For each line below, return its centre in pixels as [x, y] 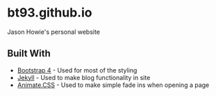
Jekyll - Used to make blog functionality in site [84, 77]
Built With [29, 54]
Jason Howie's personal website [54, 32]
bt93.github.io [50, 13]
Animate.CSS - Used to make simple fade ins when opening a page [113, 85]
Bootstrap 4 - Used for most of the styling [77, 70]
